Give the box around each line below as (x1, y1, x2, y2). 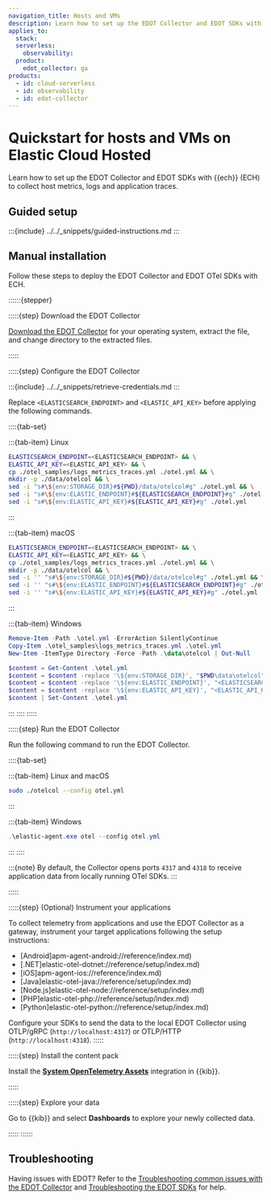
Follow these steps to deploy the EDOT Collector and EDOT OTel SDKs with (8, 271, 258, 281)
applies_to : (8, 27, 48, 35)
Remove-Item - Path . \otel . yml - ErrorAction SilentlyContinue (8, 635, 219, 643)
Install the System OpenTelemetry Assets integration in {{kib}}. (8, 1066, 220, 1076)
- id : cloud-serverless (15, 79, 95, 87)
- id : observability (15, 86, 85, 95)
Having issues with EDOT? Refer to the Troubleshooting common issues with (8, 1173, 263, 1183)
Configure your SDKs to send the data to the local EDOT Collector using (8, 1018, 247, 1027)
